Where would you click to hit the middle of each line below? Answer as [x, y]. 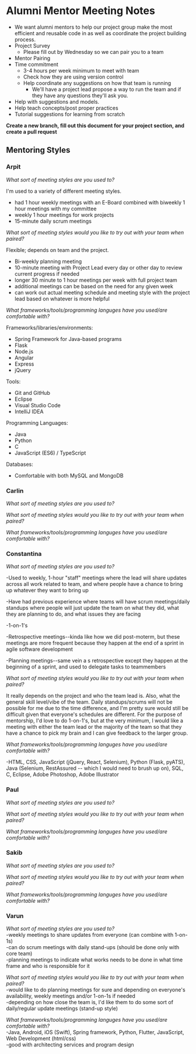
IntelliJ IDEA [29, 411]
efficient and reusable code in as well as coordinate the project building [100, 33]
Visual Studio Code [38, 405]
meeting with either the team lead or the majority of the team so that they [94, 727]
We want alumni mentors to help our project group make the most [93, 27]
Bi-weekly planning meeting [48, 261]
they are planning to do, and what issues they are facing [73, 614]
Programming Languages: [37, 422]
